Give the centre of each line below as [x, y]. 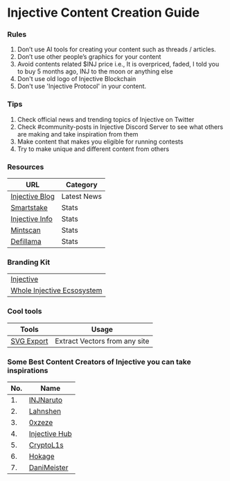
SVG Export [29, 341]
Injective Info [32, 219]
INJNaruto [45, 400]
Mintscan [26, 230]
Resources [26, 166]
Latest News [82, 197]
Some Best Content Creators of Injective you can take [99, 362]
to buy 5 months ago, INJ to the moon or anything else [95, 71]
